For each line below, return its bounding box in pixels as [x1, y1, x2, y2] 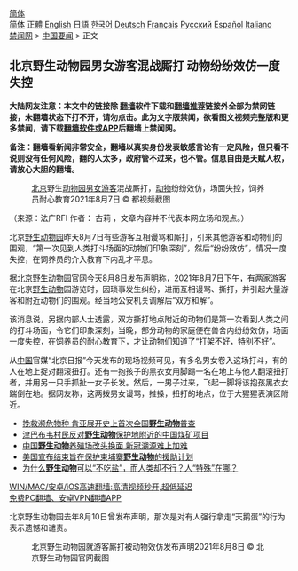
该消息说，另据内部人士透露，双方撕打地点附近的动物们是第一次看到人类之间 [9, 313, 289, 324]
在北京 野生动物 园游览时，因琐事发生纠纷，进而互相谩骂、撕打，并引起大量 [9, 283, 281, 294]
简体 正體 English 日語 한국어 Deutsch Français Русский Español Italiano [9, 20, 272, 29]
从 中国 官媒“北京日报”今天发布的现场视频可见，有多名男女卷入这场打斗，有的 [9, 354, 288, 365]
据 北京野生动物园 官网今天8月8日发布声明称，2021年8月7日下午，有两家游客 [9, 273, 286, 283]
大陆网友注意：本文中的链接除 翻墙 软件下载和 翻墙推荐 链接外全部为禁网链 [9, 100, 276, 111]
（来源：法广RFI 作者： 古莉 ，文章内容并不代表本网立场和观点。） [9, 212, 249, 223]
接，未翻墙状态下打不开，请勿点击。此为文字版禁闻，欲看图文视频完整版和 [9, 111, 281, 122]
